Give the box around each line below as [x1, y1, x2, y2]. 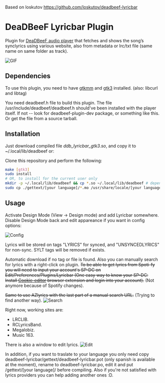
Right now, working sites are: [5, 307, 64, 313]
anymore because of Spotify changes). [5, 283, 84, 288]
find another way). [5, 297, 43, 303]
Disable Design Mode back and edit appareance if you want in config [5, 217, 145, 223]
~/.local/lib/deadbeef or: [5, 148, 55, 154]
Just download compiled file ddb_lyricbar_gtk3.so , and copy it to [5, 143, 137, 149]
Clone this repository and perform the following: [5, 158, 102, 163]
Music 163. [12, 332, 34, 338]
